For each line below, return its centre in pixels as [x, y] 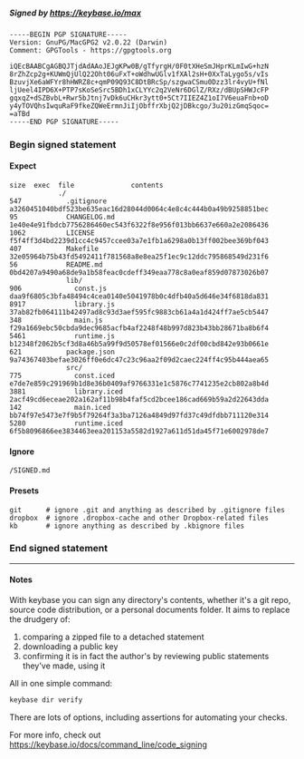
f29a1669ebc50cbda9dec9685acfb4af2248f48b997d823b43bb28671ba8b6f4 [139, 328]
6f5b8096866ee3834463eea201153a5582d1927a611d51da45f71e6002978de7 [139, 432]
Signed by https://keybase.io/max [76, 13]
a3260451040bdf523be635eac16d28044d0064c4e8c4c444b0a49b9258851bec [139, 209]
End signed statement [59, 549]
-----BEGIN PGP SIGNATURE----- [68, 34]
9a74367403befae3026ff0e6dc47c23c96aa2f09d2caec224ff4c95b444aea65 [139, 360]
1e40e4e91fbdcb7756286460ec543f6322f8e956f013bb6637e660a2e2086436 [139, 225]
